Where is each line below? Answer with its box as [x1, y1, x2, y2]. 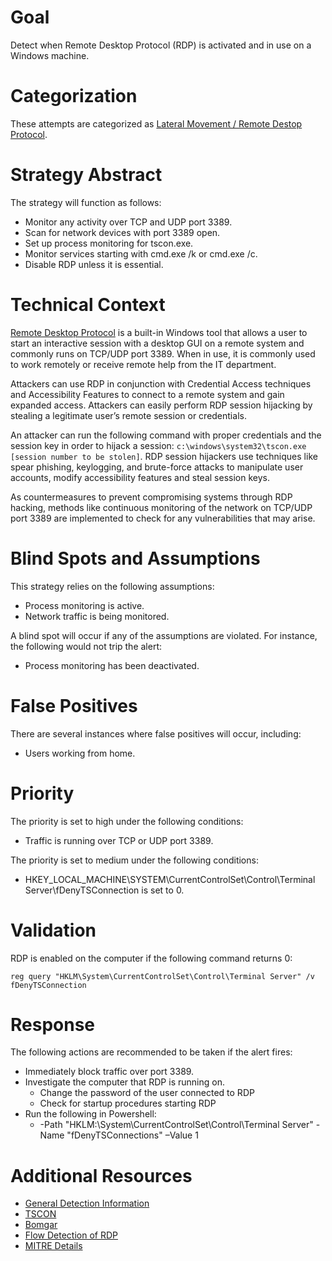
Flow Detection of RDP [24, 1229, 118, 1241]
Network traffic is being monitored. [24, 610, 170, 622]
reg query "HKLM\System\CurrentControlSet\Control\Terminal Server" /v [10, 971, 315, 981]
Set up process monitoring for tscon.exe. [24, 237, 194, 249]
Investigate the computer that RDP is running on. [24, 1076, 225, 1088]
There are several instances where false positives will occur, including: [10, 727, 302, 740]
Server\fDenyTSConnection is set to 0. [24, 884, 185, 896]
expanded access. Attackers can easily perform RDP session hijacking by [10, 399, 313, 411]
